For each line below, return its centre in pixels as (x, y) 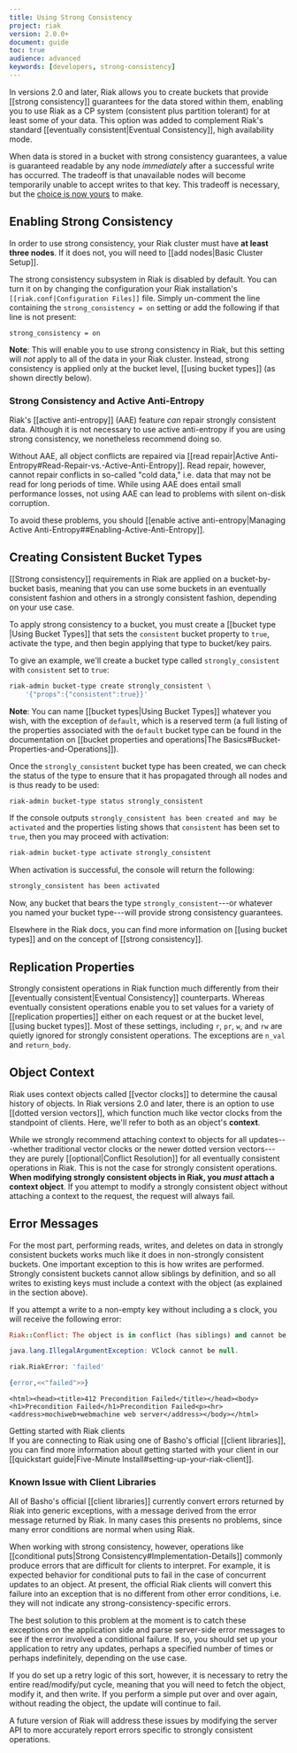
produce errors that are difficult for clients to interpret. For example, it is (140, 1566)
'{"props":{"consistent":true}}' (87, 694)
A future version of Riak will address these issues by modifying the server (143, 1721)
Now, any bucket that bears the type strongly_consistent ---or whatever (141, 903)
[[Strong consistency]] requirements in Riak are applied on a (118, 579)
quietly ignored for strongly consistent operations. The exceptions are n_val (147, 1035)
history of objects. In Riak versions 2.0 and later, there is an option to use (142, 1103)
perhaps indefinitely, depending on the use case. (98, 1658)
